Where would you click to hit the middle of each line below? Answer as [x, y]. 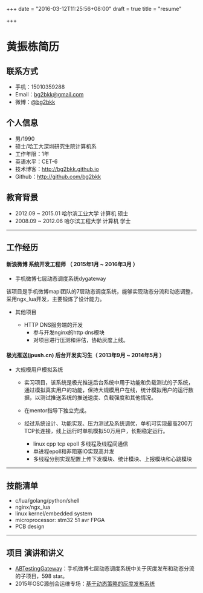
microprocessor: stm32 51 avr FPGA [60, 520]
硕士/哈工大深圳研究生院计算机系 [56, 146]
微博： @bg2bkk [35, 102]
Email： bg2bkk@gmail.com [49, 94]
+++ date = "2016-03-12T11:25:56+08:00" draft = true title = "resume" [94, 9]
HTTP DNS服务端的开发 [53, 325]
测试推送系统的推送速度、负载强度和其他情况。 [98, 398]
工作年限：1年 [32, 153]
